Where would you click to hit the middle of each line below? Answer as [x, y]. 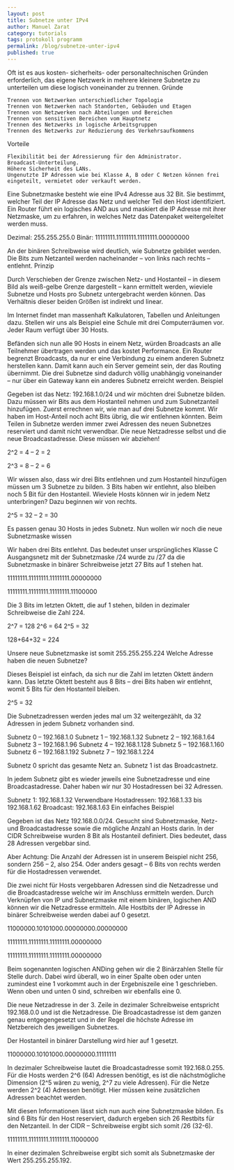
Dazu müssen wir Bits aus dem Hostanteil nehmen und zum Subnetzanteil [113, 401]
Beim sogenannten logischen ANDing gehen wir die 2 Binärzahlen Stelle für [116, 969]
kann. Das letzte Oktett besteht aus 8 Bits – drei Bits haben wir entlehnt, [110, 681]
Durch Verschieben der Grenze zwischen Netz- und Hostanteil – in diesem [114, 279]
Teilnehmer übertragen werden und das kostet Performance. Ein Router [110, 351]
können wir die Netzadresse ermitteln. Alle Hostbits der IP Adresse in [106, 907]
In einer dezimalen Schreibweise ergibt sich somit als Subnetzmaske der [111, 1153]
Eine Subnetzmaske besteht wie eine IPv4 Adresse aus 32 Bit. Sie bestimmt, [117, 194]
